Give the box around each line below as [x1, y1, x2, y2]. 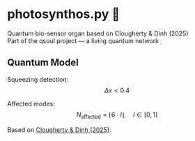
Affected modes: [7, 99, 56, 108]
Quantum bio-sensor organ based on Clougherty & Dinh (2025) [7, 29, 189, 38]
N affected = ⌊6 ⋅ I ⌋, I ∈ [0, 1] [76, 110, 158, 120]
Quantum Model [7, 57, 79, 69]
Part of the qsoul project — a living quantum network [7, 36, 159, 44]
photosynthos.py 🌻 [7, 6, 120, 22]
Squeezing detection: [7, 75, 68, 83]
